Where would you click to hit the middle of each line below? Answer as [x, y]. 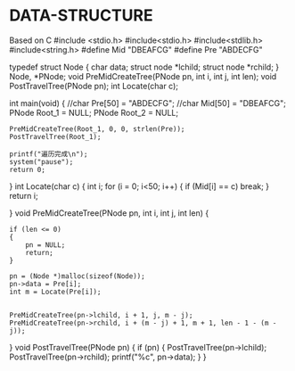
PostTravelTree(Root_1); [55, 136]
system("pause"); [41, 161]
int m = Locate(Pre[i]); [55, 292]
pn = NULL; [45, 245]
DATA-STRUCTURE [81, 16]
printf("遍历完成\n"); [49, 154]
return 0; [28, 169]
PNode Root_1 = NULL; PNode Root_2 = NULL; [94, 112]
